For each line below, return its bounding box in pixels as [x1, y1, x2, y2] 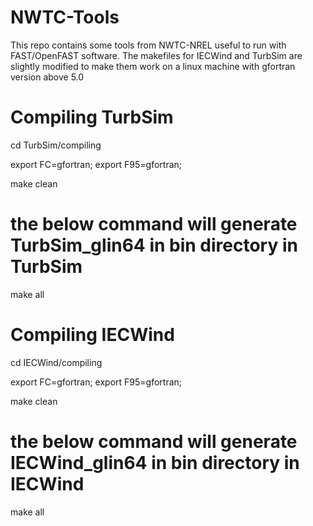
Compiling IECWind [10, 324, 175, 346]
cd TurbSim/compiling [10, 139, 102, 151]
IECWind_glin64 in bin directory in [10, 451, 300, 474]
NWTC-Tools [10, 6, 120, 29]
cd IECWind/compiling [10, 356, 103, 368]
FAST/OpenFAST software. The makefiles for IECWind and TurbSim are [10, 49, 303, 61]
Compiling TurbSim [10, 106, 174, 129]
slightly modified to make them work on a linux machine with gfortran [10, 60, 296, 72]
